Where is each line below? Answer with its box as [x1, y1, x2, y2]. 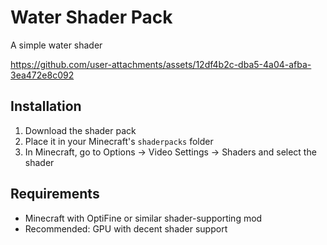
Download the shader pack [24, 124, 137, 136]
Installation [10, 98, 82, 115]
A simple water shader [10, 39, 103, 51]
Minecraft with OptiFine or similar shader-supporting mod [24, 212, 263, 224]
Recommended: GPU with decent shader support [24, 222, 228, 235]
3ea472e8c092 [10, 69, 75, 81]
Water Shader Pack [10, 6, 173, 29]
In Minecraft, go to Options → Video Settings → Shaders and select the [24, 146, 317, 158]
